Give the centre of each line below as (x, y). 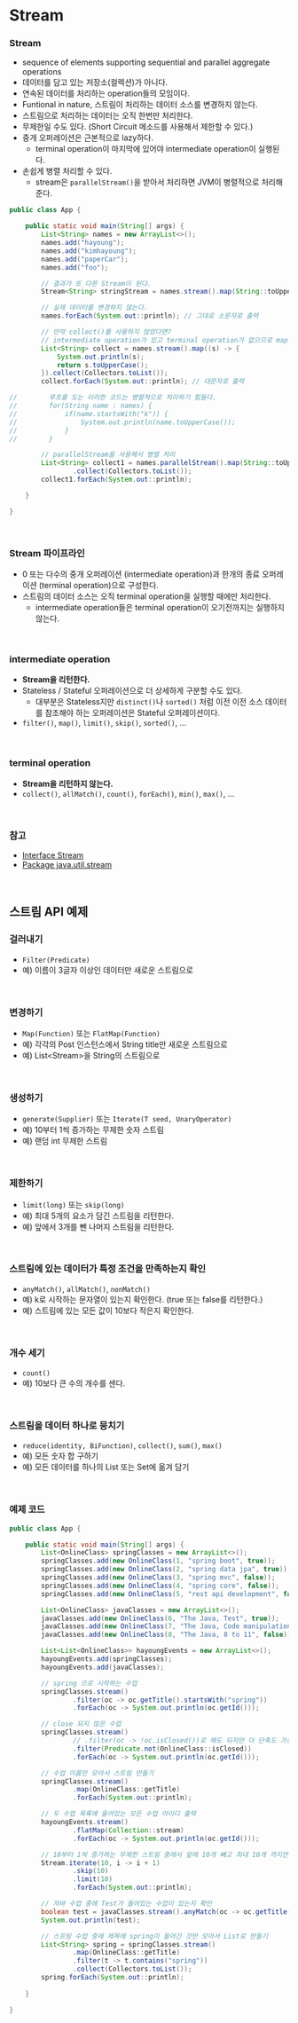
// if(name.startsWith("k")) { (89, 413)
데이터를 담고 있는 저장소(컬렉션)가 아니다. (95, 83)
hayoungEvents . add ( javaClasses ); (103, 1667)
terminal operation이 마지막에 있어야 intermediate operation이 (145, 149)
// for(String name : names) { (81, 406)
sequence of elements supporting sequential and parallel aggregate (146, 62)
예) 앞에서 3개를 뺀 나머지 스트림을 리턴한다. (98, 1226)
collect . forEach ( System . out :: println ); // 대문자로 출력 (143, 382)
